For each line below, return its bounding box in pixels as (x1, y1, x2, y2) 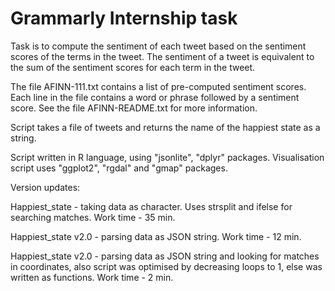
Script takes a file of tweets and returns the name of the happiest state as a (10, 121, 321, 133)
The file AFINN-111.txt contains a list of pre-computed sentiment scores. (10, 80, 307, 92)
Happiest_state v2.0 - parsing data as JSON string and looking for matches (10, 250, 320, 262)
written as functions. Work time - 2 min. (10, 271, 174, 283)
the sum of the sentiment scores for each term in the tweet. (10, 61, 256, 73)
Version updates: (10, 181, 81, 193)
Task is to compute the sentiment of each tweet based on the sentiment (10, 40, 307, 52)
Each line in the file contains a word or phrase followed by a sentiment (10, 91, 300, 103)
